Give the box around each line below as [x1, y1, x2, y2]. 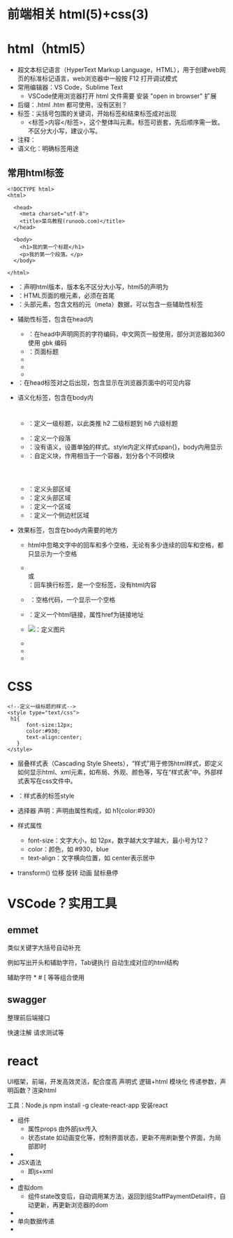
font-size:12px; [25, 722, 73, 729]
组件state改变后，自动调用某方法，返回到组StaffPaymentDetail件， [27, 1192, 220, 1200]
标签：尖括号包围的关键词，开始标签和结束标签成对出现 [17, 109, 176, 118]
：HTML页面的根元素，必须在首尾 [17, 291, 115, 300]
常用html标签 [7, 167, 64, 179]
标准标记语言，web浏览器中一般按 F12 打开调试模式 [29, 74, 178, 83]
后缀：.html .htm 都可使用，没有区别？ [17, 101, 128, 109]
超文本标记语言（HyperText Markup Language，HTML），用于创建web [17, 66, 220, 74]
